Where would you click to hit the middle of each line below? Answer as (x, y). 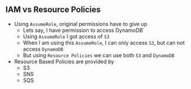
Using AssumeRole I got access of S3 (66, 36)
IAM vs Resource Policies (53, 10)
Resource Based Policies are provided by (64, 61)
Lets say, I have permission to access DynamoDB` (84, 30)
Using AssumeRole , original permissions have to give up (80, 24)
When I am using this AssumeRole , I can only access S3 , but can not (104, 42)
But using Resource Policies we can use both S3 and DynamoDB (99, 55)
